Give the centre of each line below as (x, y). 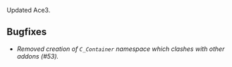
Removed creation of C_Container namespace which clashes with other (121, 49)
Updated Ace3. (29, 10)
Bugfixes (27, 32)
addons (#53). (38, 56)
